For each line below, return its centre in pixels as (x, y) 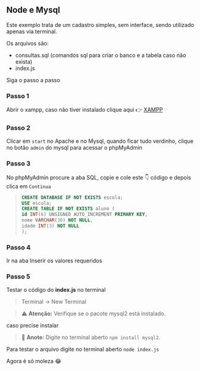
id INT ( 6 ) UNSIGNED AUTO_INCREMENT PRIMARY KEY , (84, 215)
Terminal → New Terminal (54, 302)
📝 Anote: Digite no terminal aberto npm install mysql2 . (91, 337)
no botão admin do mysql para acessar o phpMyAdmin (74, 148)
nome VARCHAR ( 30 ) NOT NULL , (57, 220)
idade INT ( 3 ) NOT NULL (50, 226)
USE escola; (36, 203)
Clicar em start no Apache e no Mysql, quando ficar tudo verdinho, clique (100, 141)
